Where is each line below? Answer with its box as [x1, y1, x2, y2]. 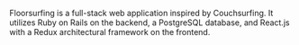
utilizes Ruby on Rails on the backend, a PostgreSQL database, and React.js [9, 17, 290, 28]
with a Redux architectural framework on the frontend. [9, 27, 211, 37]
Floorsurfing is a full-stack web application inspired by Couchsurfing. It [9, 8, 274, 18]
